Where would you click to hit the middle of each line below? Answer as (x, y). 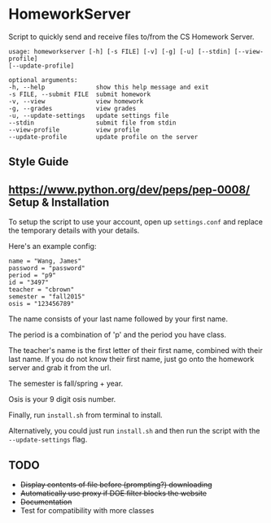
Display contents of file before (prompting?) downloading (116, 484)
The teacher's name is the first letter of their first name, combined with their (135, 351)
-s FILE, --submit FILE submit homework (80, 94)
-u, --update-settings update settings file (89, 115)
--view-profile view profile (74, 130)
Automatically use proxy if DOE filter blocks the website (114, 493)
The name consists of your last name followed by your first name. (118, 319)
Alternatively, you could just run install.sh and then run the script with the (134, 431)
